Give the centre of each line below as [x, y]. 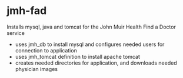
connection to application [46, 50]
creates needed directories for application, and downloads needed [96, 63]
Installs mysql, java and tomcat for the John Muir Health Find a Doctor [91, 27]
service [16, 33]
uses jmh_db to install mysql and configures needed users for [90, 44]
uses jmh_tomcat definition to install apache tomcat [77, 56]
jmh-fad [27, 11]
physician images [36, 69]
